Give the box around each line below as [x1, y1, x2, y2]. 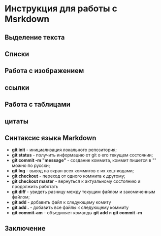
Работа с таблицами [4, 100, 71, 109]
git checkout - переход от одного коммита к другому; [11, 173, 126, 179]
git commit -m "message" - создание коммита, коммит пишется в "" [11, 157, 157, 163]
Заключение [4, 224, 46, 233]
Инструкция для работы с [4, 3, 118, 14]
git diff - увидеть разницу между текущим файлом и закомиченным [11, 189, 156, 195]
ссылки [4, 83, 30, 92]
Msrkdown [4, 13, 50, 25]
